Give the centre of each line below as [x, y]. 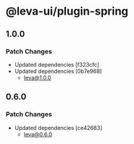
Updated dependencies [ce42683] [58, 127]
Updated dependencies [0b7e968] [58, 71]
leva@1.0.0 [37, 77]
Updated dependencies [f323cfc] [57, 64]
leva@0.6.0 [38, 134]
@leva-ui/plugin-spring [67, 11]
